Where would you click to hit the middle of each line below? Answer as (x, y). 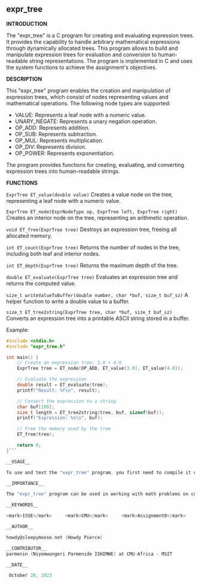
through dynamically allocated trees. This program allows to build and (92, 48)
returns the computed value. (41, 283)
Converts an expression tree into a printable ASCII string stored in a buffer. (98, 318)
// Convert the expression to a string (67, 401)
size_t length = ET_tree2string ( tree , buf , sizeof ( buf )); (91, 412)
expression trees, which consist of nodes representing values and (87, 97)
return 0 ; (29, 445)
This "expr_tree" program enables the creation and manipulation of (89, 90)
